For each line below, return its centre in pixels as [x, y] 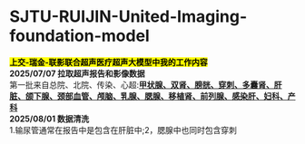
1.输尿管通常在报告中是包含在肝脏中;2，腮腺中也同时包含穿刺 [123, 130]
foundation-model [79, 36]
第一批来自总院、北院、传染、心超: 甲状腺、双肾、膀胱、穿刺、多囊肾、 [142, 84]
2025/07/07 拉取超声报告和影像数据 [77, 73]
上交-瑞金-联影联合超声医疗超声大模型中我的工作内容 [109, 62]
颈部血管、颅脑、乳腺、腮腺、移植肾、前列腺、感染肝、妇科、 [172, 96]
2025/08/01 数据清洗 [49, 119]
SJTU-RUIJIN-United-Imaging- [128, 17]
